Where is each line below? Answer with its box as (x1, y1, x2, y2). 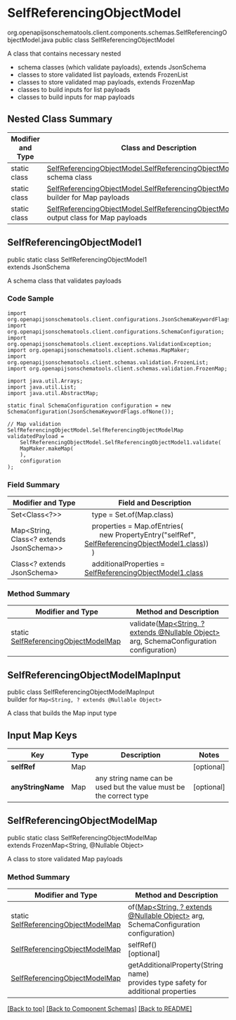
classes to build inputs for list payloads (17, 85, 131, 93)
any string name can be (95, 773, 173, 783)
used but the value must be (95, 782, 185, 792)
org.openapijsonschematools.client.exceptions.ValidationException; (7, 340, 212, 347)
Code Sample (7, 294, 54, 304)
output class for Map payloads (46, 212, 147, 222)
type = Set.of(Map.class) (91, 510, 174, 519)
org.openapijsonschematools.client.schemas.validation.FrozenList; (7, 359, 209, 366)
